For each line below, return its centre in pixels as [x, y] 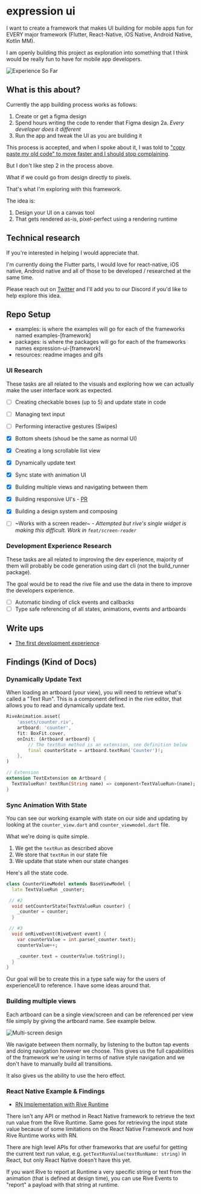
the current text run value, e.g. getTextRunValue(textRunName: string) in [96, 1153]
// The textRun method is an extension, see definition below [108, 745]
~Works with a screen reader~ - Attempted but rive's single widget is [101, 523]
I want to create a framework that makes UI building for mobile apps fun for [100, 28]
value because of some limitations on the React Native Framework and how [100, 1129]
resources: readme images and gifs [59, 355]
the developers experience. [40, 590]
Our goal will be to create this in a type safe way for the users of [86, 979]
